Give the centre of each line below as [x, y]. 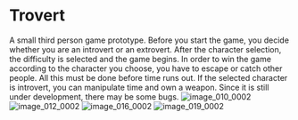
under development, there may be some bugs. [94, 96]
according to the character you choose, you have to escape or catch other [146, 68]
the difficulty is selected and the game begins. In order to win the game [141, 59]
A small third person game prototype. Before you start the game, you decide [149, 40]
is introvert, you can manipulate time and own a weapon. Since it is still [139, 87]
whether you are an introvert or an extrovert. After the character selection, [145, 49]
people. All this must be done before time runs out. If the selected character [149, 77]
